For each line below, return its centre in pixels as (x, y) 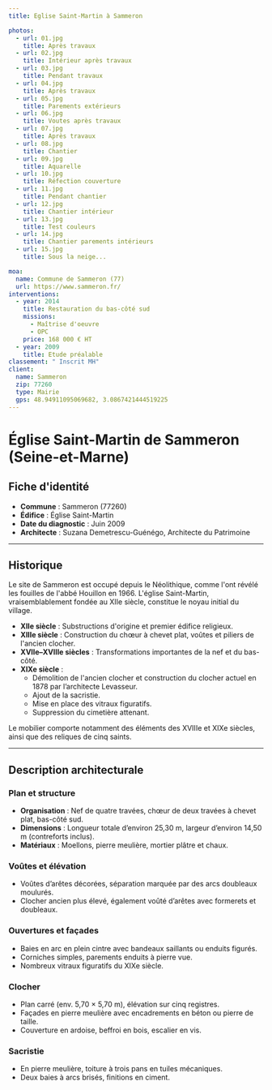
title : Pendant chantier (65, 196)
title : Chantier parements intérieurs (88, 242)
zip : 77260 (34, 384)
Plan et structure (42, 793)
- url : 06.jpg (39, 114)
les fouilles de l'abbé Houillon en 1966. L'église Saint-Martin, (108, 594)
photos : (21, 30)
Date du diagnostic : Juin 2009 (72, 523)
